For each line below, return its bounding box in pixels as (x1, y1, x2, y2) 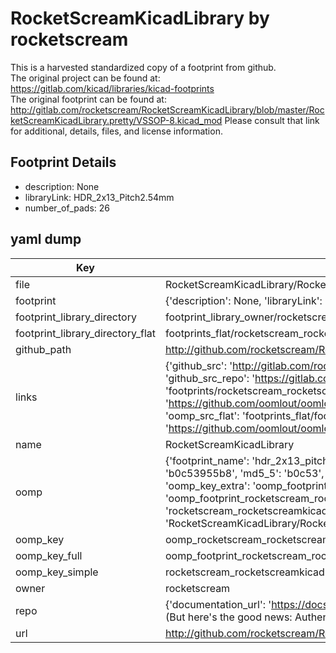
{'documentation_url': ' (164, 597, 272, 611)
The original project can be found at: (10, 72, 161, 84)
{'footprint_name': (164, 453, 250, 467)
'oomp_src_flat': (164, 408, 240, 422)
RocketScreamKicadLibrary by (10, 7, 270, 30)
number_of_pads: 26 (24, 202, 110, 214)
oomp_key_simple (15, 565, 99, 579)
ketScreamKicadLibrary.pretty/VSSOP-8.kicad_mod (10, 114, 223, 126)
